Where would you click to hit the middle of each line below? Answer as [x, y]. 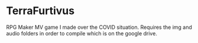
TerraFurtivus [40, 11]
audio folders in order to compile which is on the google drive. [82, 33]
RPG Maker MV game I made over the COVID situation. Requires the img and [99, 27]
